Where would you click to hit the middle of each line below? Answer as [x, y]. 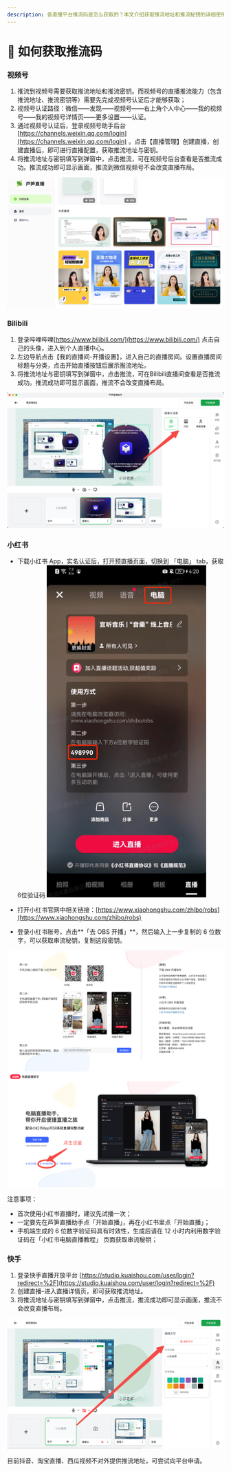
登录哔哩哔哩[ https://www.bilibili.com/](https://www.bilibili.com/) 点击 [115, 339]
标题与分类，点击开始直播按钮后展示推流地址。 [83, 365]
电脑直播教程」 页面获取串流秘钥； [109, 1239]
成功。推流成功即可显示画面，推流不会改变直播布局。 [92, 382]
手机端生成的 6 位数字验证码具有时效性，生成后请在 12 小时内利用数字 [116, 1231]
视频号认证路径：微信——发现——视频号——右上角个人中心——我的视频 [119, 108]
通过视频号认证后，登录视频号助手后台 [71, 126]
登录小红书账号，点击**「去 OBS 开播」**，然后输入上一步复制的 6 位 [116, 931]
